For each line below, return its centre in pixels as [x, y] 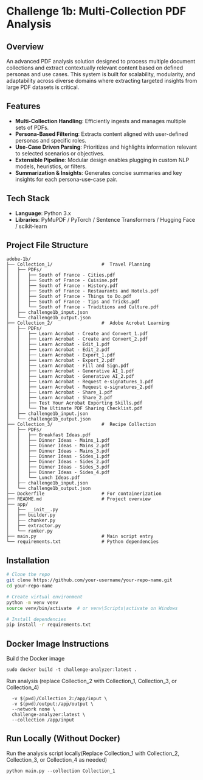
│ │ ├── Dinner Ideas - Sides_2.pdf [58, 462]
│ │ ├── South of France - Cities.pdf [61, 275]
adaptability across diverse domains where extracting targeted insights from [102, 81]
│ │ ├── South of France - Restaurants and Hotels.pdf [83, 291]
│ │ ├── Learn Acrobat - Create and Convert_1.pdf [77, 334]
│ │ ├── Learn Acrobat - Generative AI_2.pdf [71, 377]
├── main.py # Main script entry [80, 537]
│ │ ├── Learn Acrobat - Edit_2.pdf [58, 350]
